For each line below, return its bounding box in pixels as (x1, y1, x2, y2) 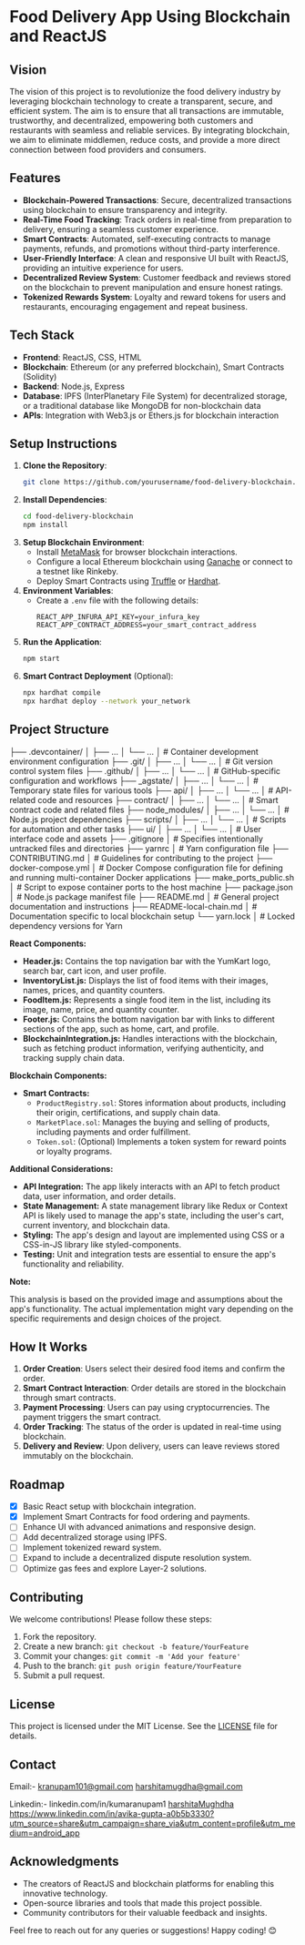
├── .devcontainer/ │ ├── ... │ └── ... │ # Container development (9, 746, 259, 757)
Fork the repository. (22, 1632, 97, 1643)
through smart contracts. (22, 1392, 117, 1403)
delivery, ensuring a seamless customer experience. (22, 223, 219, 234)
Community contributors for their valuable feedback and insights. (22, 1907, 268, 1918)
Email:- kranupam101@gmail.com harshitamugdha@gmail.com (9, 1781, 243, 1791)
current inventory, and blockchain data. (22, 1219, 170, 1230)
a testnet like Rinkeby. (36, 566, 118, 577)
